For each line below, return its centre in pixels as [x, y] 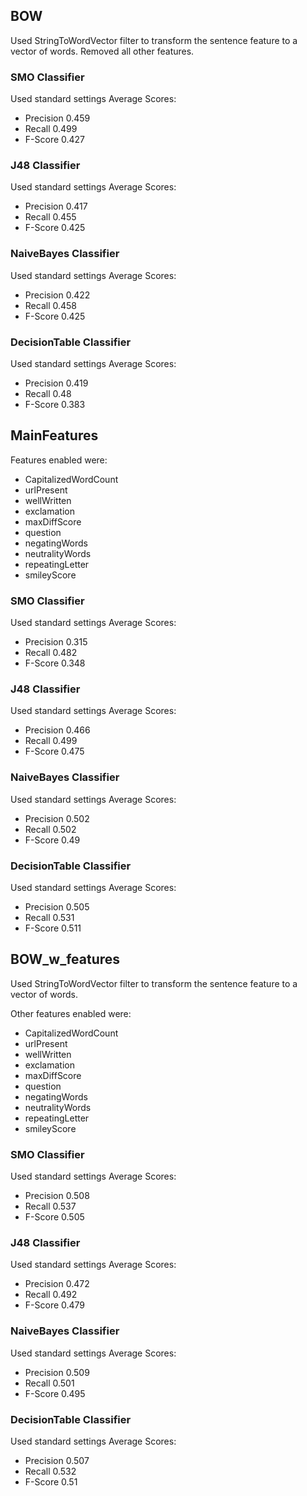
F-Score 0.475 [54, 751]
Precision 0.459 [57, 118]
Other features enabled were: [71, 1013]
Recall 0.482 [51, 653]
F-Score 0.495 [55, 1393]
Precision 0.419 [56, 383]
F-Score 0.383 [55, 404]
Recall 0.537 [50, 1206]
